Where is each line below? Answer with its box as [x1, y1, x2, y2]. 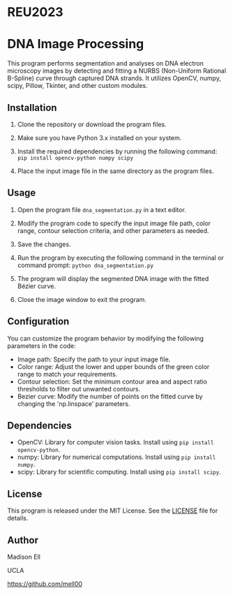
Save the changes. [17, 240, 71, 248]
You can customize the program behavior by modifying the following [7, 334, 204, 342]
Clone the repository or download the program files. [17, 120, 167, 128]
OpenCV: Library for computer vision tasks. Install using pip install [17, 438, 214, 446]
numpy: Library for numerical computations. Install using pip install [17, 453, 216, 461]
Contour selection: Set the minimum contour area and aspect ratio [17, 377, 208, 386]
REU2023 [7, 4, 64, 20]
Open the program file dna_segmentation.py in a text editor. [17, 205, 186, 213]
